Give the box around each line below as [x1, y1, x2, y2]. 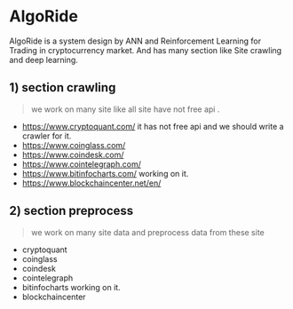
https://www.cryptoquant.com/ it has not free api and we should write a [21, 121, 284, 131]
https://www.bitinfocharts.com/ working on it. [21, 168, 189, 178]
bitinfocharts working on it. [21, 281, 122, 292]
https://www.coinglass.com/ [21, 139, 126, 150]
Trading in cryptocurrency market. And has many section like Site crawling [9, 44, 282, 55]
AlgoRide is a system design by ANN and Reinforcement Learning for [9, 36, 262, 46]
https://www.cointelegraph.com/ [21, 158, 142, 170]
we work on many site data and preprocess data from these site [30, 226, 265, 237]
